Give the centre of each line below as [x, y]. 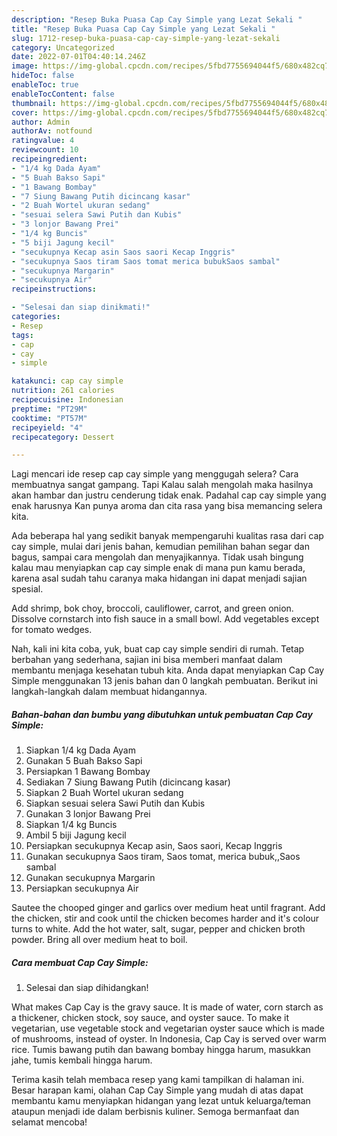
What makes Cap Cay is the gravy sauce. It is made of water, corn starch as [167, 1007]
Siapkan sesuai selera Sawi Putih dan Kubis [115, 803]
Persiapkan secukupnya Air [82, 888]
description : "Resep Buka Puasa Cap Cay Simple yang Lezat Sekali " [157, 19]
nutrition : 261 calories [63, 391]
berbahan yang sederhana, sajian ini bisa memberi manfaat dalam [147, 660]
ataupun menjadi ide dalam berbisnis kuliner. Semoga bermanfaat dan [155, 1112]
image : [25, 66]
